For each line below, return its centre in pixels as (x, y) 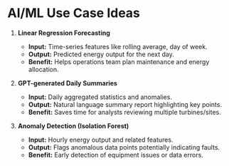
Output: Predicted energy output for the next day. (101, 54)
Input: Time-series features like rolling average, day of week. (118, 46)
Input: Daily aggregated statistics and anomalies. (100, 97)
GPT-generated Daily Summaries (67, 83)
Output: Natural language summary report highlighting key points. (125, 104)
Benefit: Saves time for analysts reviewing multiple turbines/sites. (125, 112)
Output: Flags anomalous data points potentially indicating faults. (124, 147)
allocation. (43, 69)
